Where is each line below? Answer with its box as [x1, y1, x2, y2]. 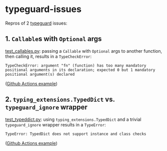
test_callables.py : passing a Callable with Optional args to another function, [5, 48, 162, 54]
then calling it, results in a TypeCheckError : [5, 53, 92, 59]
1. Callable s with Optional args [5, 35, 102, 43]
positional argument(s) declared [5, 72, 75, 77]
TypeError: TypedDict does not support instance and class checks [5, 131, 146, 136]
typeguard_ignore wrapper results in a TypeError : [5, 121, 106, 127]
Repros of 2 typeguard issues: [5, 20, 67, 26]
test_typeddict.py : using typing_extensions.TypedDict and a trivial [5, 116, 141, 122]
